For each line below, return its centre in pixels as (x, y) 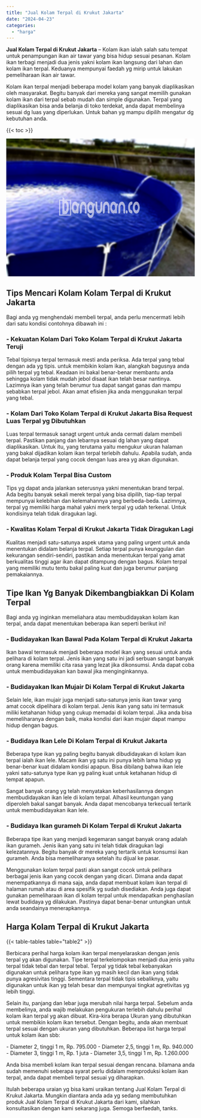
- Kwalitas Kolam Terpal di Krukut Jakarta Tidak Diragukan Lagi (100, 529)
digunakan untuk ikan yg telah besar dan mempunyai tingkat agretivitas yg (98, 985)
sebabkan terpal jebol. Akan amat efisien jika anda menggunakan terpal (94, 391)
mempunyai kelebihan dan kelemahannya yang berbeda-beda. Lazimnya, (97, 501)
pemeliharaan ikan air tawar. (41, 75)
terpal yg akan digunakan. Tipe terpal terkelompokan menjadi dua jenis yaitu (100, 959)
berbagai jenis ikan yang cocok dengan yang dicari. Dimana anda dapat (95, 876)
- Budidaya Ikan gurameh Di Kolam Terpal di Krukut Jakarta (94, 826)
